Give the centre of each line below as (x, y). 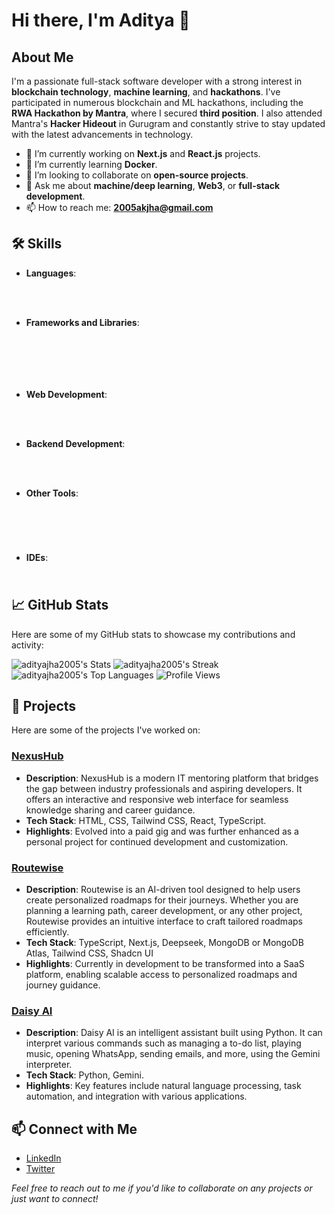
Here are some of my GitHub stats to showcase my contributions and (153, 634)
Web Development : (66, 394)
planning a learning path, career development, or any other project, (164, 911)
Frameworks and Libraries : (82, 322)
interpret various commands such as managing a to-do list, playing (163, 1043)
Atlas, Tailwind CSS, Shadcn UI (89, 953)
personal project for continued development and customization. (157, 841)
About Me (42, 57)
